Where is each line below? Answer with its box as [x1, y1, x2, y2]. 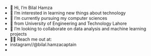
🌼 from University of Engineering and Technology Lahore [9, 20, 127, 26]
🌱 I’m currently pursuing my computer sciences [9, 15, 108, 21]
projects [9, 31, 27, 37]
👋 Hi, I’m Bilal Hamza [9, 5, 53, 10]
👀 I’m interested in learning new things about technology [9, 10, 126, 16]
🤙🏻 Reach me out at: [9, 36, 52, 42]
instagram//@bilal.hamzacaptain [9, 42, 77, 47]
